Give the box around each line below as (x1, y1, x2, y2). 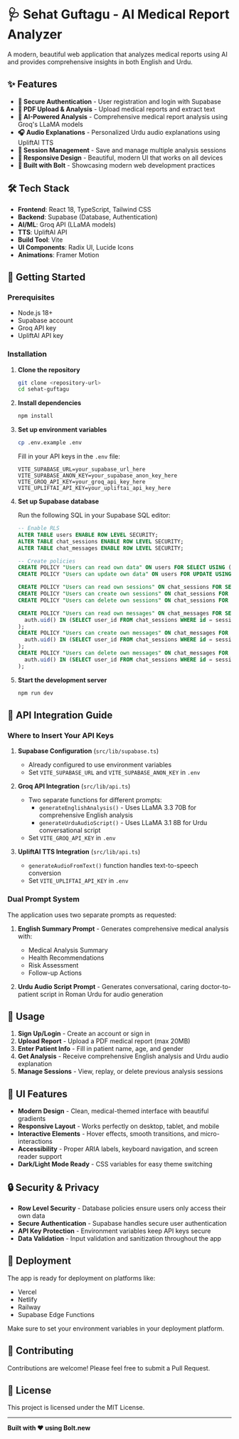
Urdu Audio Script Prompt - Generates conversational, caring (17, 982, 199, 990)
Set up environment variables (17, 426, 107, 434)
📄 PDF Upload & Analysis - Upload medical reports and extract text (17, 105, 216, 113)
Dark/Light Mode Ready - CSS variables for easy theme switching (17, 1160, 213, 1169)
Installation (7, 349, 48, 359)
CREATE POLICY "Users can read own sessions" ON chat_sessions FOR (17, 583, 223, 591)
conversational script (38, 826, 101, 835)
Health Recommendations (28, 953, 105, 962)
